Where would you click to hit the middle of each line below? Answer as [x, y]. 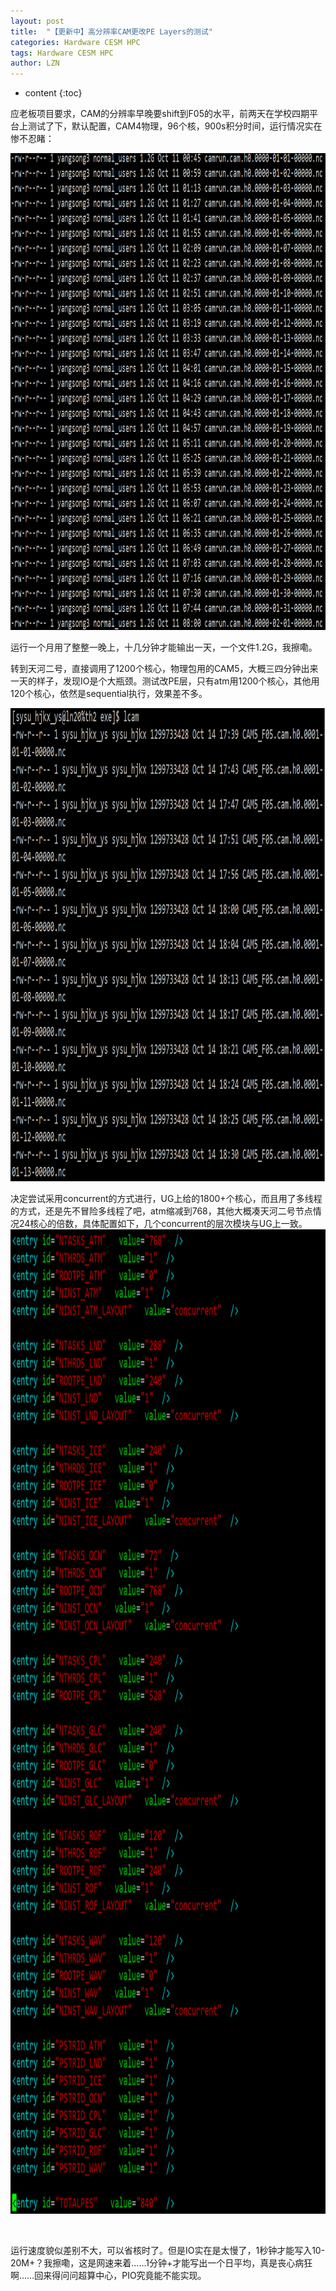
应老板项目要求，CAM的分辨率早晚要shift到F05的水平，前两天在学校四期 [160, 114]
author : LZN [35, 63]
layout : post [37, 21]
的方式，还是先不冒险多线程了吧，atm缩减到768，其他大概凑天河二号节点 [161, 1211]
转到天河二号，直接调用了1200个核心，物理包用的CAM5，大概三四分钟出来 [164, 669]
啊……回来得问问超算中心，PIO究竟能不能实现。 [108, 2276]
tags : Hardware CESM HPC [62, 53]
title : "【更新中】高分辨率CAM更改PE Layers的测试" [111, 31]
